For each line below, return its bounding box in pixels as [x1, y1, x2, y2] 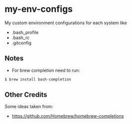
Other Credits [4, 90, 47, 99]
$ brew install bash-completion [4, 77, 71, 82]
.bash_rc [11, 35, 30, 41]
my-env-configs [4, 3, 73, 15]
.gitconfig [11, 40, 32, 45]
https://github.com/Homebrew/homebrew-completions [11, 113, 124, 119]
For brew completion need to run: [11, 67, 80, 73]
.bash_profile [11, 29, 39, 35]
